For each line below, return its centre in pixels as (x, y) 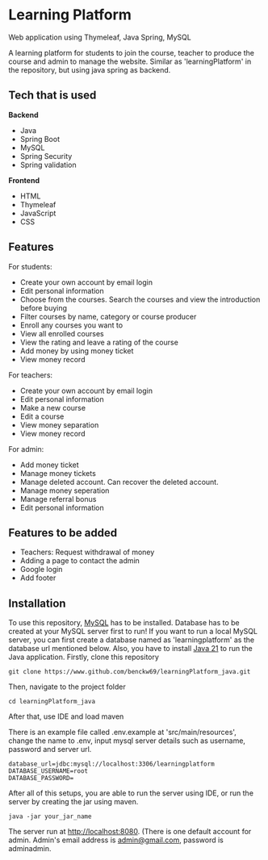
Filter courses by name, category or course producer (108, 316)
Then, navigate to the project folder (67, 687)
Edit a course (42, 416)
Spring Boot (40, 139)
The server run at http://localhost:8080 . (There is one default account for (130, 832)
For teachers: (31, 375)
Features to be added (63, 533)
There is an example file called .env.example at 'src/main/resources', (122, 733)
